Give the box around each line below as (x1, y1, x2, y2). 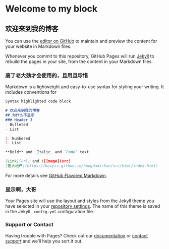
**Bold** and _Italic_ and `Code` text (5, 150, 89, 155)
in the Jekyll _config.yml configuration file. (5, 209, 94, 215)
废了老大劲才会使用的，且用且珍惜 (5, 72, 88, 79)
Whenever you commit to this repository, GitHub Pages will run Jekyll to (5, 53, 155, 59)
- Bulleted (5, 122, 28, 127)
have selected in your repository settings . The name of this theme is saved (5, 203, 160, 209)
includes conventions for (5, 89, 57, 95)
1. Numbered (5, 136, 30, 141)
